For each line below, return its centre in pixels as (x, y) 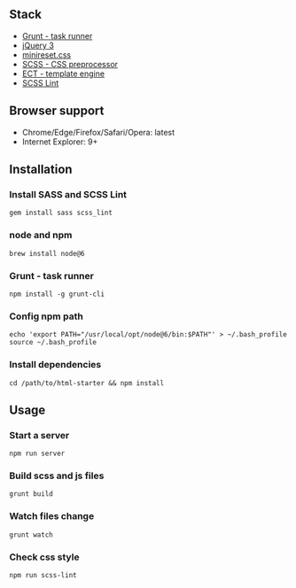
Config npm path (47, 316)
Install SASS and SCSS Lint (68, 194)
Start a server (39, 435)
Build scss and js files (57, 476)
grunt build (31, 494)
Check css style (44, 557)
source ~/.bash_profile (53, 343)
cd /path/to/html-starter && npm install (87, 383)
